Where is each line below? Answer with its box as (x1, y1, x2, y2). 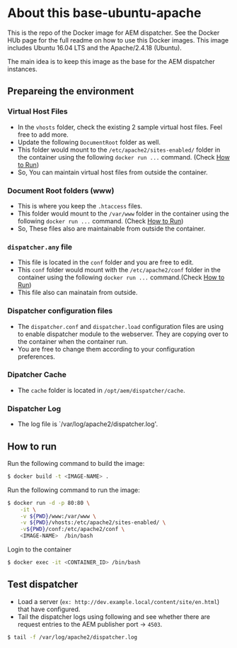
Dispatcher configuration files (7, 306, 113, 316)
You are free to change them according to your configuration (17, 345, 195, 353)
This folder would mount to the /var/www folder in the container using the (17, 209, 229, 218)
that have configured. (17, 605, 81, 613)
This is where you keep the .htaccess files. (17, 201, 143, 210)
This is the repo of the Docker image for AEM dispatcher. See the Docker (7, 28, 220, 37)
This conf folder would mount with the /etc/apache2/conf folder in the (17, 266, 221, 274)
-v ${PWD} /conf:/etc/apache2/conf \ (20, 526, 125, 533)
